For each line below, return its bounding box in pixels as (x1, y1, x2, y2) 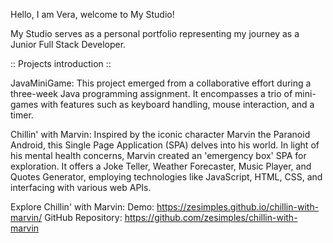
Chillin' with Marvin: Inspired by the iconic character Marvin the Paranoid (10, 129, 311, 140)
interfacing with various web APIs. (10, 182, 152, 193)
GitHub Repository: (44, 212, 123, 223)
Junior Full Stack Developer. (10, 39, 127, 50)
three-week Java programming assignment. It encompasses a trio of (10, 88, 293, 99)
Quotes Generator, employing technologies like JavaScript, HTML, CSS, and (10, 171, 323, 183)
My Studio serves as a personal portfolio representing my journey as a (10, 28, 300, 39)
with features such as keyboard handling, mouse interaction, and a (40, 99, 315, 110)
